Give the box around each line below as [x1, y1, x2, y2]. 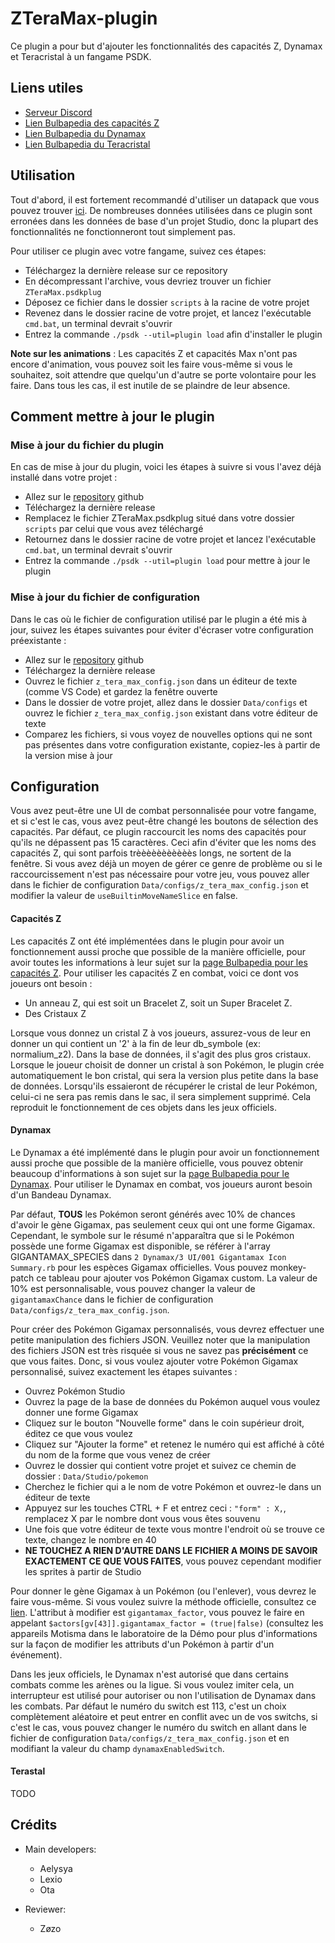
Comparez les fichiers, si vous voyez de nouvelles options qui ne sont [24, 728, 313, 740]
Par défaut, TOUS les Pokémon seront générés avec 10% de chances [10, 1208, 296, 1220]
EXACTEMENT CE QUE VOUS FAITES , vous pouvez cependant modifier [24, 1555, 322, 1567]
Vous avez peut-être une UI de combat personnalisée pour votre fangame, [10, 805, 317, 817]
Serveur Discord [24, 106, 93, 118]
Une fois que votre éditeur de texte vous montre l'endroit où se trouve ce [24, 1523, 325, 1535]
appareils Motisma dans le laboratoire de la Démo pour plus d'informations [10, 1627, 318, 1639]
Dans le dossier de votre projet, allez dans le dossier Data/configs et [24, 696, 308, 708]
